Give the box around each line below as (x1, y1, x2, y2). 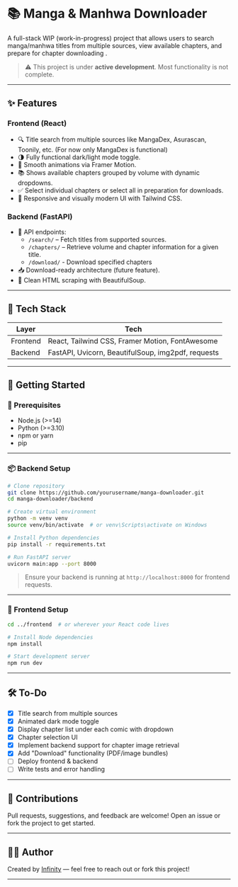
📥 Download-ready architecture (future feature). (17, 265, 161, 274)
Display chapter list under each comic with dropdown (17, 725, 174, 733)
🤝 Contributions (7, 792, 79, 804)
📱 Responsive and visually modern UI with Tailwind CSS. (17, 194, 183, 202)
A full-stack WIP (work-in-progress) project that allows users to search (7, 33, 215, 42)
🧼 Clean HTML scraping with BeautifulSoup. (17, 275, 147, 284)
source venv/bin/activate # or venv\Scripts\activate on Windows (7, 522, 208, 529)
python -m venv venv (7, 515, 69, 522)
